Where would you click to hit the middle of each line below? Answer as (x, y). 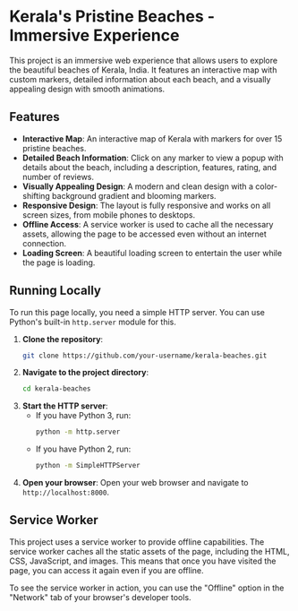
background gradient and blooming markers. (134, 195)
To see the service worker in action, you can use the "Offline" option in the (147, 588)
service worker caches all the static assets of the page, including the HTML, (149, 551)
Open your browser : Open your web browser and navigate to (135, 483)
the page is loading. (59, 262)
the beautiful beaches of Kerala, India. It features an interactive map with (143, 70)
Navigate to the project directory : (85, 373)
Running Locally (55, 291)
